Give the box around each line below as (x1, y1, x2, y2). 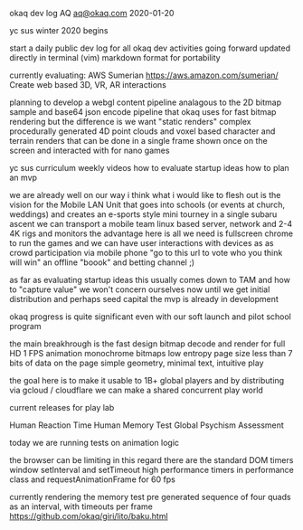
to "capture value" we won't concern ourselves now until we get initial (9, 284, 270, 295)
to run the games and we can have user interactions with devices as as (9, 238, 274, 248)
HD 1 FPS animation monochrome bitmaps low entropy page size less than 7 (9, 348, 293, 358)
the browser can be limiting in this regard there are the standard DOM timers (9, 455, 294, 465)
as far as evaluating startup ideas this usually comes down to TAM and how (9, 275, 291, 285)
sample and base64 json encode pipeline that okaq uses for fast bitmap (9, 107, 277, 117)
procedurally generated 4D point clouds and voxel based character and (9, 126, 276, 137)
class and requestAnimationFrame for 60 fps (9, 474, 176, 485)
